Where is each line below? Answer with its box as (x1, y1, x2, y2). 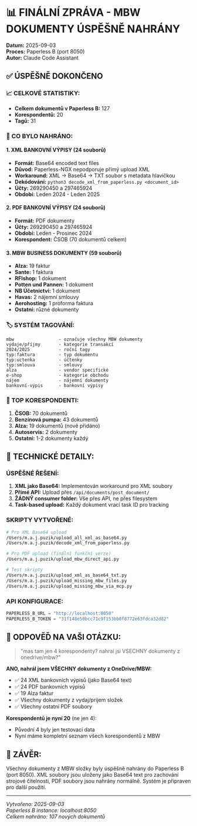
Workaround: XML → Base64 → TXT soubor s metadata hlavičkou (14, 172, 176, 179)
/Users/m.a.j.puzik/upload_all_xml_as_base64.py (6, 535, 127, 541)
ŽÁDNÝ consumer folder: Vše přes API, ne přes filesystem (14, 495, 158, 502)
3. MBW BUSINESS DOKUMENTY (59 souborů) (6, 249, 122, 257)
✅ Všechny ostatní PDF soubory (14, 703, 93, 710)
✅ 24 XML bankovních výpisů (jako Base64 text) (14, 677, 132, 684)
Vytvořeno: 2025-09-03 (6, 801, 64, 808)
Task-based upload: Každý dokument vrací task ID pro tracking (14, 501, 169, 508)
